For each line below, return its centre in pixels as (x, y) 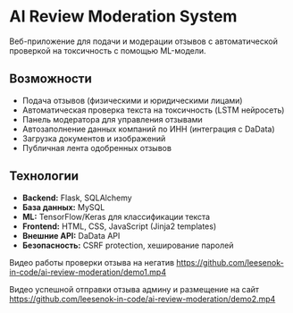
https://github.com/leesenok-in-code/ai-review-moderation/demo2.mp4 (142, 299)
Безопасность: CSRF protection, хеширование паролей (128, 245)
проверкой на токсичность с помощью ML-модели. (108, 50)
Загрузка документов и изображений (94, 138)
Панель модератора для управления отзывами (112, 119)
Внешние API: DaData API (71, 235)
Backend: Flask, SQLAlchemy (77, 198)
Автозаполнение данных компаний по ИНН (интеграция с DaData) (148, 129)
